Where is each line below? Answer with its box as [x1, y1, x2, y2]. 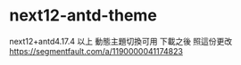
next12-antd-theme [9, 5, 158, 26]
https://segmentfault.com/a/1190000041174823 [9, 45, 183, 56]
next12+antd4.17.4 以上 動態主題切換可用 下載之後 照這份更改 [9, 36, 233, 46]
